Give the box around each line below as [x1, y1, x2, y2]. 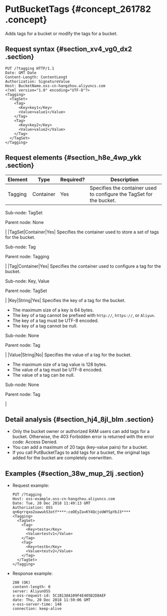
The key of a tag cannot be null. [12, 322, 78, 329]
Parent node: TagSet [5, 288, 47, 294]
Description [110, 176, 139, 183]
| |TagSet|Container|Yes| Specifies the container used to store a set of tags [5, 229, 159, 235]
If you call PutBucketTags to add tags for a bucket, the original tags [12, 449, 150, 456]
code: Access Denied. [12, 439, 58, 445]
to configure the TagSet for [89, 191, 153, 198]
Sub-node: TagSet [5, 209, 43, 215]
